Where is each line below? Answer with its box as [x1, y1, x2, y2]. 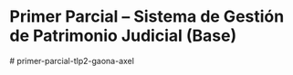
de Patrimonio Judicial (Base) [9, 25, 237, 46]
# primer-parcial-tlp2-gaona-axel [9, 55, 135, 66]
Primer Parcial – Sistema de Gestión [9, 6, 285, 27]
